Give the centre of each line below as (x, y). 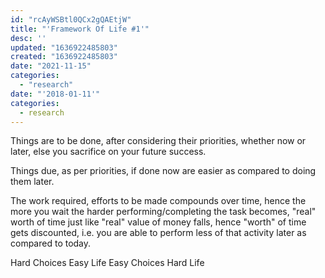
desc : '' (28, 38)
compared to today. (51, 243)
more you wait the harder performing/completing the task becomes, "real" (163, 212)
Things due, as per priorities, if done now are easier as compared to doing (163, 171)
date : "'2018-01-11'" (55, 94)
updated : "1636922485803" (64, 47)
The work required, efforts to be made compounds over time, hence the (158, 201)
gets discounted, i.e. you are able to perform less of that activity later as (158, 233)
